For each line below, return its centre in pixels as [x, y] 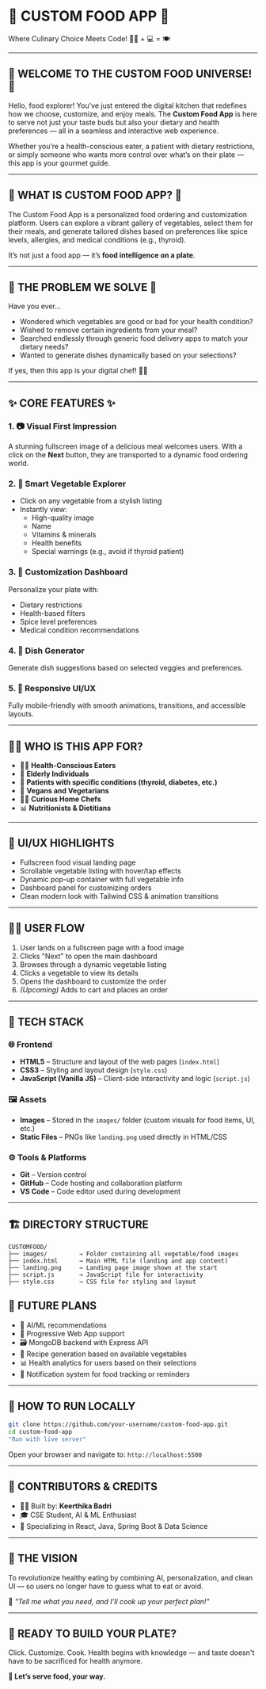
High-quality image [63, 518]
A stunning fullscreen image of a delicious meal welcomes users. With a [125, 446]
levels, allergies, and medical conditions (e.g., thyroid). [97, 239]
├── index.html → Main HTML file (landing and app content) [118, 1261]
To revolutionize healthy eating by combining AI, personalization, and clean [131, 1577]
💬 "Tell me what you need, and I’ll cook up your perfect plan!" [109, 1601]
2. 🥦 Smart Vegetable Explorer [67, 483]
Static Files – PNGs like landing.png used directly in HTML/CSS [123, 1137]
